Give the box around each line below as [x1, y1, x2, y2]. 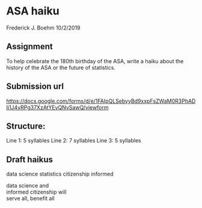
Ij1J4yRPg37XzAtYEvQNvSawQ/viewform [6, 103, 109, 111]
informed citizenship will [6, 188, 67, 196]
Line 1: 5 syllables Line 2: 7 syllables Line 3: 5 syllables [6, 137, 141, 144]
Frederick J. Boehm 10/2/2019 [6, 24, 81, 31]
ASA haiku [6, 4, 60, 18]
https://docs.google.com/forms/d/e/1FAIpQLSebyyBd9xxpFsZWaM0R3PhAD [6, 97, 196, 105]
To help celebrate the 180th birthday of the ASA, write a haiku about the [6, 57, 184, 64]
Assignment [6, 41, 53, 52]
